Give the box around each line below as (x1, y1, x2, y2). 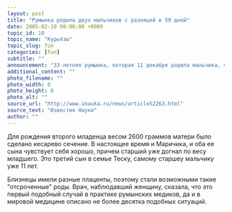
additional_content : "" (7, 68, 76, 75)
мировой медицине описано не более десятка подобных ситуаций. (7, 197, 207, 205)
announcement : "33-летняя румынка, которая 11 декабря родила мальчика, (7, 62, 221, 69)
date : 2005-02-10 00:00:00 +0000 (7, 23, 104, 30)
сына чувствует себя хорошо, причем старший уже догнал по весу (7, 147, 207, 155)
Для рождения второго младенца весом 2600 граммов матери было (7, 132, 212, 141)
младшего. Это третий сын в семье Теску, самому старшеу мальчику (7, 154, 214, 163)
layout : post (7, 10, 45, 17)
